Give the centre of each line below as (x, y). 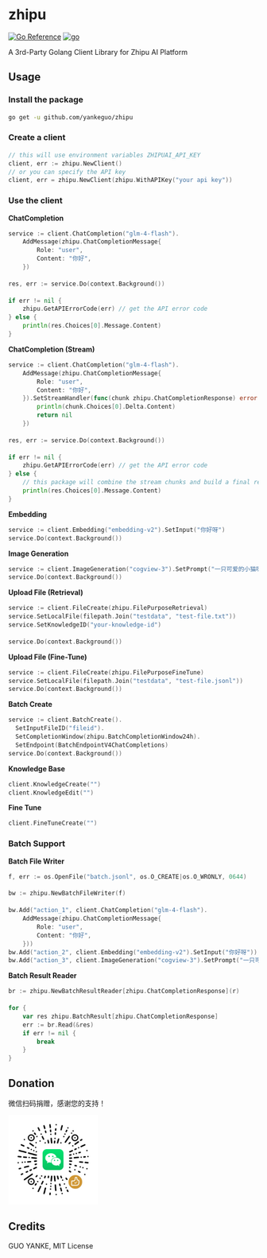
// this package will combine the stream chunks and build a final (136, 483)
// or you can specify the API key (67, 172)
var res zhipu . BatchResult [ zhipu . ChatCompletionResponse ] (120, 1016)
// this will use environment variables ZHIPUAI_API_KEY (104, 155)
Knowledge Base (37, 768)
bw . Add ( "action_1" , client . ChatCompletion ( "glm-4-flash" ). (108, 910)
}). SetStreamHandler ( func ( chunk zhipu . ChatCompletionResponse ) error (140, 398)
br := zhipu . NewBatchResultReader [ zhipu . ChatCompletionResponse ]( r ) (124, 992)
